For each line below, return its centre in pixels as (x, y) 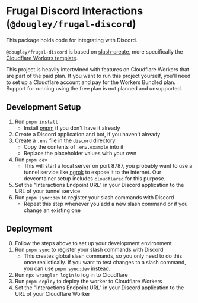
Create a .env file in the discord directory (65, 140)
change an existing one (52, 210)
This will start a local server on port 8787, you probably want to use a (108, 165)
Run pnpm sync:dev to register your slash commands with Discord (94, 197)
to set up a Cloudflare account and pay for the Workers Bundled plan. (91, 82)
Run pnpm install (36, 121)
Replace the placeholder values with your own (80, 153)
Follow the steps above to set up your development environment (93, 243)
